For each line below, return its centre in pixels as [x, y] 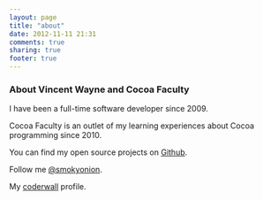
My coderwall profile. [48, 187]
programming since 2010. [56, 135]
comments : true [37, 42]
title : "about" [37, 26]
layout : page [33, 17]
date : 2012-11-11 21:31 [53, 34]
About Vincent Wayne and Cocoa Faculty [99, 89]
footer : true [33, 58]
